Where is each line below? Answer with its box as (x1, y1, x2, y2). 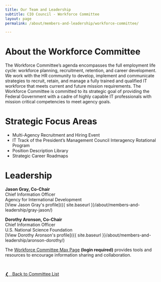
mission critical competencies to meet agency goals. (5, 99, 111, 105)
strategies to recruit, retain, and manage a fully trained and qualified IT (5, 78, 147, 84)
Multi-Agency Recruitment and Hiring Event (12, 132, 100, 138)
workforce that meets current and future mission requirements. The (5, 83, 141, 89)
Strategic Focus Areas (5, 116, 97, 127)
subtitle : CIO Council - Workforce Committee (5, 12, 99, 17)
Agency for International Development (5, 197, 82, 203)
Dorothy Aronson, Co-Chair (5, 216, 63, 223)
